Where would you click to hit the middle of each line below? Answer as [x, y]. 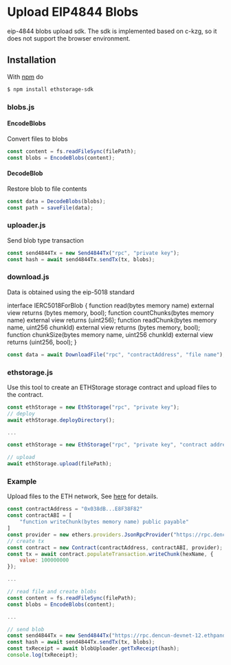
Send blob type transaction [46, 240]
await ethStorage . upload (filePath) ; [59, 464]
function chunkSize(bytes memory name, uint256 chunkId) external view [110, 334]
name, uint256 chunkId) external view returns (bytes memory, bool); [104, 327]
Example [22, 482]
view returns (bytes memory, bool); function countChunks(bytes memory [111, 313]
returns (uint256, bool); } [42, 342]
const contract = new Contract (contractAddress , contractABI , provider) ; [115, 548]
